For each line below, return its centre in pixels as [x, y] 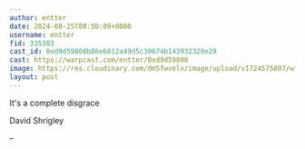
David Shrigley [37, 120]
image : [22, 69]
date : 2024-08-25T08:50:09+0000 [70, 26]
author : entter [38, 18]
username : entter [42, 35]
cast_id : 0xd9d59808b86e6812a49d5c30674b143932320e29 [113, 52]
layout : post [34, 77]
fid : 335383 [32, 43]
